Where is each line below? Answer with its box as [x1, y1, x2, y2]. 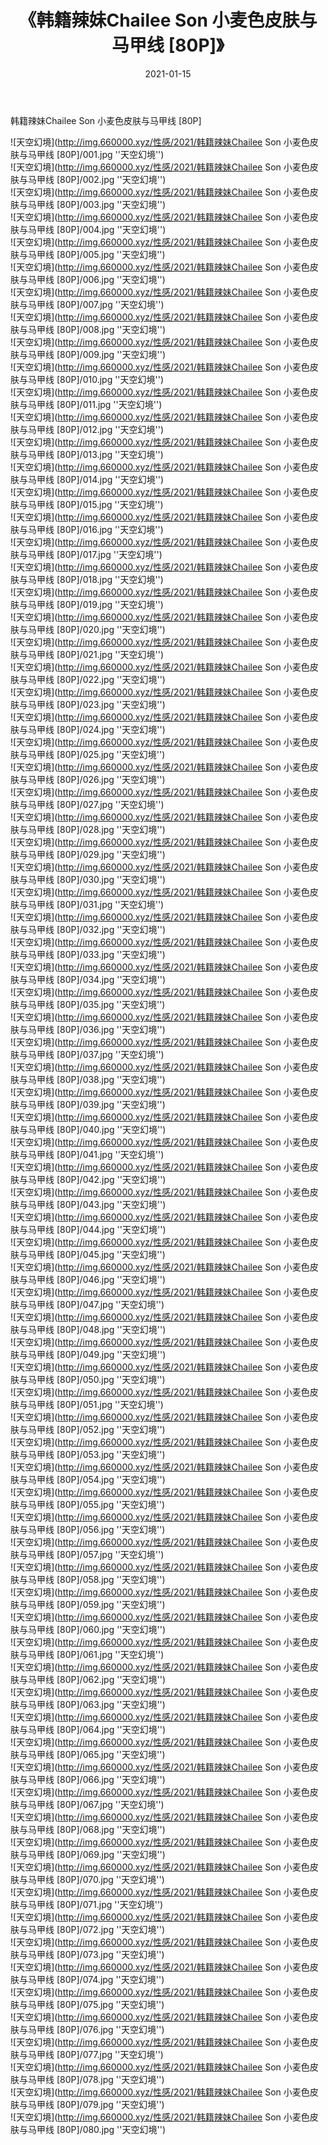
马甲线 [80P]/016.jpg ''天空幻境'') [27, 523, 164, 535]
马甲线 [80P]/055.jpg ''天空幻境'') [27, 1498, 166, 1510]
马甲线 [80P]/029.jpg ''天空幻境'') [27, 848, 166, 860]
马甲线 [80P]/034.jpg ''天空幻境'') [27, 973, 167, 985]
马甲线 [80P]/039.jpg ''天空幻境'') [27, 1098, 166, 1110]
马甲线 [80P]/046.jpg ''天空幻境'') [27, 1273, 167, 1285]
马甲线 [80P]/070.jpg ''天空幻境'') [27, 1873, 165, 1885]
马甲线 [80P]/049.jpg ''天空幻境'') [27, 1348, 167, 1360]
